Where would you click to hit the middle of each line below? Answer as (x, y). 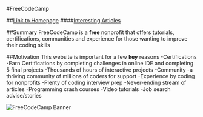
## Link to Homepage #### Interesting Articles (64, 20)
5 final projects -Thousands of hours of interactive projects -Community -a (99, 70)
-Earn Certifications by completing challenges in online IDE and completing (100, 63)
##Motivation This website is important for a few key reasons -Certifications (101, 57)
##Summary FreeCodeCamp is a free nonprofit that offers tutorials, (90, 32)
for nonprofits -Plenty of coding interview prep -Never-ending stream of (96, 82)
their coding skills (28, 45)
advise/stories (24, 95)
